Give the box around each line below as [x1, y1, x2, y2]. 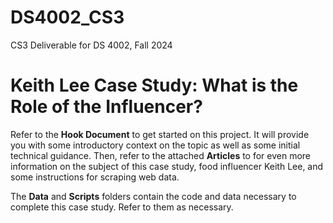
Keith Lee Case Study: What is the [10, 74, 299, 97]
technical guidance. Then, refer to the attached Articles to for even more [10, 149, 312, 161]
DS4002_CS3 [10, 6, 125, 29]
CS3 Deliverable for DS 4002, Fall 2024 [10, 39, 173, 51]
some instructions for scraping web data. [10, 171, 180, 183]
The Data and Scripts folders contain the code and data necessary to [10, 190, 297, 202]
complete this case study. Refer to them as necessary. [10, 201, 234, 213]
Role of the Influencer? [10, 96, 203, 118]
